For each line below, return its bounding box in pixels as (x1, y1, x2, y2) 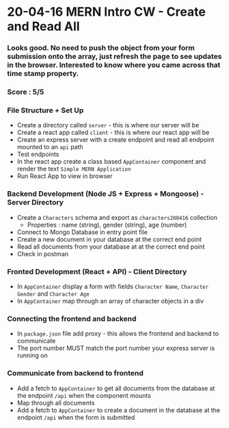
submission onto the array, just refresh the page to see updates (7, 52, 222, 62)
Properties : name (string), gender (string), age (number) (27, 221, 187, 229)
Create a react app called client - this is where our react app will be (16, 128, 210, 137)
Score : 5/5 (7, 87, 44, 97)
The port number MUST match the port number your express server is (16, 344, 215, 353)
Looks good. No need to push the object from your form (7, 43, 195, 53)
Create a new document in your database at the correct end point (16, 235, 202, 243)
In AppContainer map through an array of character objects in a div (16, 297, 204, 305)
